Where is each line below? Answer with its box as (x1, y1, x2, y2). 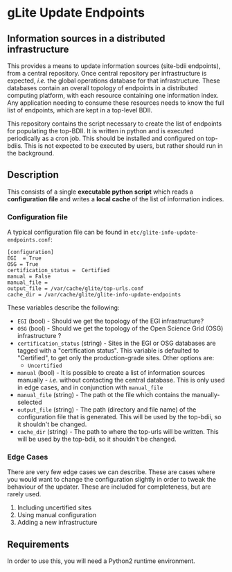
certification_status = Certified (7, 267, 110, 274)
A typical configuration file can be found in (7, 228, 130, 237)
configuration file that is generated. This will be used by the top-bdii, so (17, 413, 222, 421)
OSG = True (7, 261, 39, 268)
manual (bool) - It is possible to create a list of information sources (17, 369, 206, 377)
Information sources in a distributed (7, 33, 166, 44)
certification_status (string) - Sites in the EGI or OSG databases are (17, 339, 216, 348)
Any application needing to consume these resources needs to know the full (7, 99, 224, 107)
